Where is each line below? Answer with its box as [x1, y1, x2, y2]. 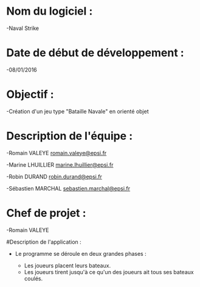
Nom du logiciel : [6, 4, 93, 18]
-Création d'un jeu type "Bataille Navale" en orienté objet [6, 107, 149, 115]
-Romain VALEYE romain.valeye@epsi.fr [6, 149, 107, 156]
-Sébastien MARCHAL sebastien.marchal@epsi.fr [6, 184, 131, 192]
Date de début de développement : [6, 46, 184, 60]
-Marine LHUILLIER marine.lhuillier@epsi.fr [6, 161, 114, 169]
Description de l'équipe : [6, 129, 133, 143]
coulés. [24, 275, 43, 282]
